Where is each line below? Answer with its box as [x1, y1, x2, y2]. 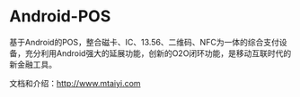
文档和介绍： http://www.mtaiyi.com [9, 77, 141, 88]
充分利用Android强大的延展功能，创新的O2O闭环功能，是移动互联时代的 [24, 47, 292, 59]
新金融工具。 [9, 59, 57, 69]
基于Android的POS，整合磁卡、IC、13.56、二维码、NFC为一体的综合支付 [9, 36, 280, 47]
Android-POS [9, 6, 111, 27]
